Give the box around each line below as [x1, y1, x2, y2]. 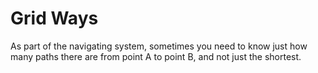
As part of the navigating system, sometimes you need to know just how [10, 40, 308, 52]
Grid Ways [10, 7, 99, 30]
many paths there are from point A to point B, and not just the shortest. [10, 50, 302, 62]
